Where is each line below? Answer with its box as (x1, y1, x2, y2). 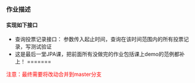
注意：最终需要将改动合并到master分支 (6, 70, 102, 78)
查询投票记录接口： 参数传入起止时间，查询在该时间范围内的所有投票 (14, 36, 184, 43)
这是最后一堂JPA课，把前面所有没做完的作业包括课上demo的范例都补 (14, 51, 185, 58)
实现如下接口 (6, 21, 38, 28)
